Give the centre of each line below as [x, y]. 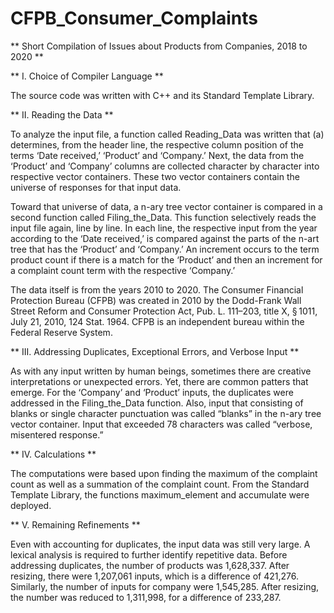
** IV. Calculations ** [53, 454]
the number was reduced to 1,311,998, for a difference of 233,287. [146, 597]
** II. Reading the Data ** [62, 114]
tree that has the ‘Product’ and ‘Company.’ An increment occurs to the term [165, 249]
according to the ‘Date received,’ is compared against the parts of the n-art [165, 238]
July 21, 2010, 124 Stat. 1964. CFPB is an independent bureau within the [157, 321]
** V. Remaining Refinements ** [75, 524]
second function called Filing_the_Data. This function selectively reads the [163, 217]
